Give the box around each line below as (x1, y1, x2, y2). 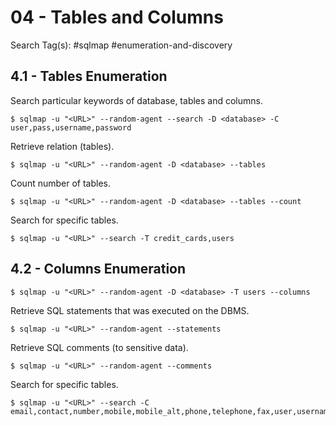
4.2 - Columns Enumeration (10, 261, 187, 278)
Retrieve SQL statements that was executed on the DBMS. (10, 304, 250, 316)
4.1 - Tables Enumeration (10, 68, 168, 85)
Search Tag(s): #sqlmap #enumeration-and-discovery (10, 39, 233, 51)
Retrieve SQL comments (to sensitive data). (10, 341, 189, 353)
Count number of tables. (10, 177, 112, 189)
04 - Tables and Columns (10, 6, 224, 29)
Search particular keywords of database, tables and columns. (10, 94, 263, 106)
